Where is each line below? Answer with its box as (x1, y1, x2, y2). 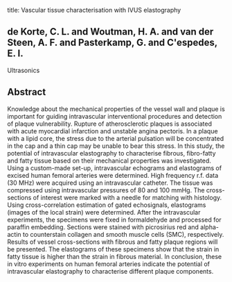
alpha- (200, 222, 220, 231)
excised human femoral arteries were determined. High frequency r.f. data (7, 171, 219, 179)
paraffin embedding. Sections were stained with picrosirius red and (7, 222, 199, 231)
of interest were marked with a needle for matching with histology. (33, 193, 222, 201)
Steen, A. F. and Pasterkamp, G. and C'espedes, (7, 37, 218, 49)
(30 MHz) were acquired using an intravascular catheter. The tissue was (7, 179, 213, 187)
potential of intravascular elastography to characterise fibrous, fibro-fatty (7, 149, 216, 157)
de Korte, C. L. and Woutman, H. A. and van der (7, 26, 214, 38)
